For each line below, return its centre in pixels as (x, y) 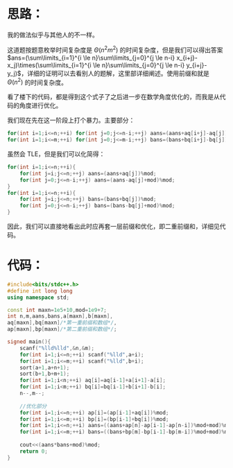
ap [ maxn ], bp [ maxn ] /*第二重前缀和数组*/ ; (62, 329)
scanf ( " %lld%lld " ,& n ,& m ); (57, 348)
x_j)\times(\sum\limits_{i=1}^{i (49, 65)
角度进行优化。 (41, 105)
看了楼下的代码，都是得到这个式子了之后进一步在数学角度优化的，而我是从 (113, 97)
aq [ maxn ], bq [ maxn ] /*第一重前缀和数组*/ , (62, 323)
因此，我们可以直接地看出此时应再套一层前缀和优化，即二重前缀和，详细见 (113, 226)
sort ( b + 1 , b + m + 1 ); (45, 374)
